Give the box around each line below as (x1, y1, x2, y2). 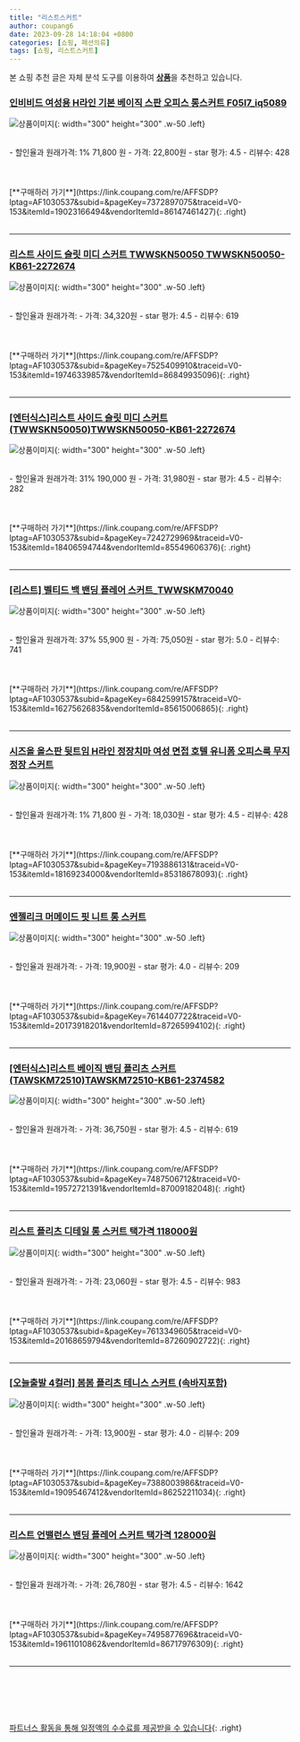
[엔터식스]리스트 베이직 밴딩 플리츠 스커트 (9, 1062, 177, 1074)
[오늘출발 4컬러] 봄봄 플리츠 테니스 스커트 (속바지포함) (9, 1377, 228, 1389)
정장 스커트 (9, 758, 54, 771)
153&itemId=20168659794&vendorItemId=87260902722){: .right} (9, 1335, 251, 1345)
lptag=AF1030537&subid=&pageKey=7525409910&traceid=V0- (9, 360, 243, 371)
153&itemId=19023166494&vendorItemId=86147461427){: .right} (9, 207, 247, 218)
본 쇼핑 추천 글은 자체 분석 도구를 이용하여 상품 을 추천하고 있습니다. (9, 73, 243, 83)
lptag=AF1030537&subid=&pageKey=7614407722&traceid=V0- (9, 1011, 242, 1021)
